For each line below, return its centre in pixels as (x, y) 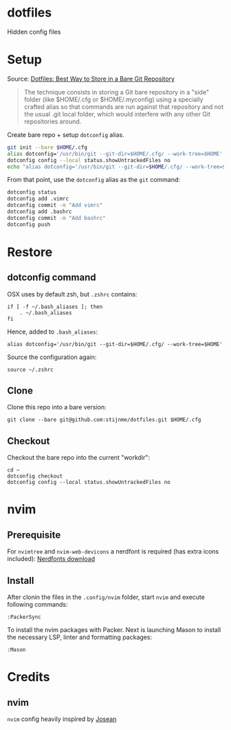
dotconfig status (32, 192)
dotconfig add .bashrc (40, 212)
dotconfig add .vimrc (38, 199)
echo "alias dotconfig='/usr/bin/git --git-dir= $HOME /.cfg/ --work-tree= (115, 167)
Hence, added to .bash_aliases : (53, 332)
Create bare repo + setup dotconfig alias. (66, 134)
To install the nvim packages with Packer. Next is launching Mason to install (114, 630)
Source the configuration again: (52, 357)
